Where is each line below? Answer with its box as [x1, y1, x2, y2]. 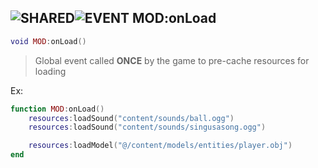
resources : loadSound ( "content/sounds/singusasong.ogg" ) [28, 122, 267, 133]
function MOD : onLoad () [10, 104, 105, 114]
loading [34, 65, 67, 77]
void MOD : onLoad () [10, 36, 87, 46]
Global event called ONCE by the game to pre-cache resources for [34, 54, 310, 66]
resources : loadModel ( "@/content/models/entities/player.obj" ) [28, 141, 293, 151]
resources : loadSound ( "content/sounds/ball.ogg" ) [28, 113, 235, 123]
